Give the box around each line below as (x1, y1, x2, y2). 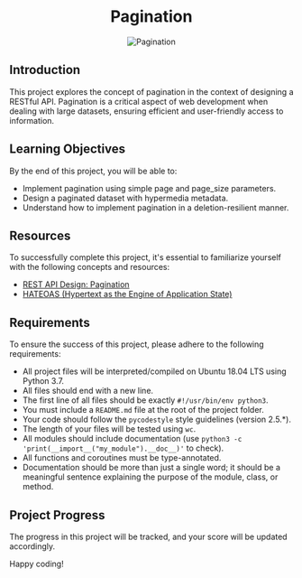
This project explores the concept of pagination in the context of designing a (9, 86, 294, 97)
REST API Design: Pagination (22, 279, 130, 290)
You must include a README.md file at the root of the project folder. (22, 405, 264, 415)
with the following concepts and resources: (9, 262, 170, 273)
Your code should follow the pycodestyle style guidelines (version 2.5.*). (22, 414, 291, 425)
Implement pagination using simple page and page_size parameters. (22, 182, 277, 193)
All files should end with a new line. (22, 386, 154, 396)
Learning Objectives (9, 142, 126, 157)
